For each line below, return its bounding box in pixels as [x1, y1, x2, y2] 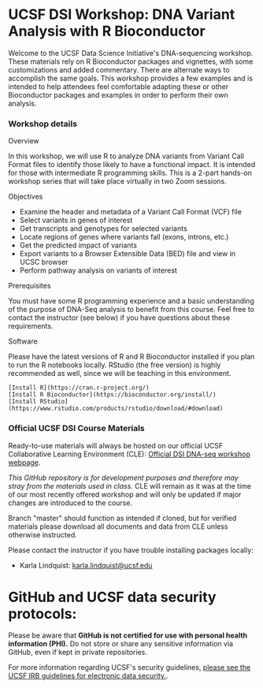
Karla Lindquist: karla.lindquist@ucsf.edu [19, 560, 153, 570]
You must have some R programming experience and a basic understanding [8, 296, 254, 306]
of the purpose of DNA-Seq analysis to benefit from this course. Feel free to [8, 305, 254, 314]
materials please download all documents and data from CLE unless [8, 522, 228, 531]
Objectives [8, 192, 43, 202]
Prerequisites [8, 281, 51, 291]
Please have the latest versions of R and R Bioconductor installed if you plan [8, 352, 255, 362]
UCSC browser [19, 258, 69, 267]
